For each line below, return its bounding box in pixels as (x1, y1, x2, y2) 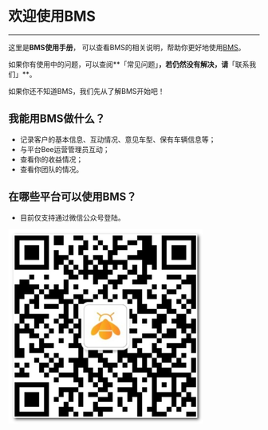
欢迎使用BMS (8, 7, 96, 25)
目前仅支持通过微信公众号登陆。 (19, 213, 125, 222)
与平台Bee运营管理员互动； (19, 144, 110, 154)
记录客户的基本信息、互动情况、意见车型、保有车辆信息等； (19, 135, 216, 144)
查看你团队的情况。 (19, 164, 84, 174)
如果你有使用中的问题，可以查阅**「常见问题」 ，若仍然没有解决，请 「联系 (8, 59, 250, 68)
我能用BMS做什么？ (8, 112, 106, 126)
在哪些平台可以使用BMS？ (8, 190, 137, 204)
